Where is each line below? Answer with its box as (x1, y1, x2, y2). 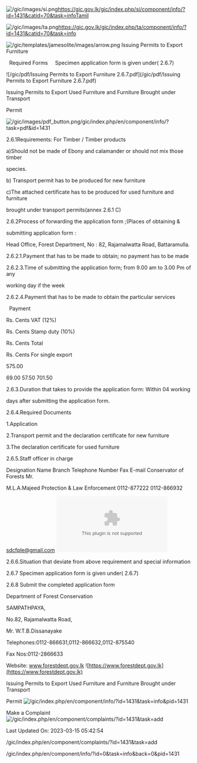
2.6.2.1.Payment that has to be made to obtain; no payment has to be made (6, 253, 189, 259)
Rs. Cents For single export (6, 351, 72, 358)
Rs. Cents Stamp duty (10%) (6, 328, 75, 335)
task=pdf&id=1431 (6, 124, 50, 131)
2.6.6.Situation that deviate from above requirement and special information (6, 558, 191, 565)
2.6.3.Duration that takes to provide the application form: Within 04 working (6, 386, 191, 393)
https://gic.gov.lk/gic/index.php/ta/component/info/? (58, 24, 187, 30)
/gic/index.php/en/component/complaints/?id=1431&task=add (6, 739, 158, 746)
